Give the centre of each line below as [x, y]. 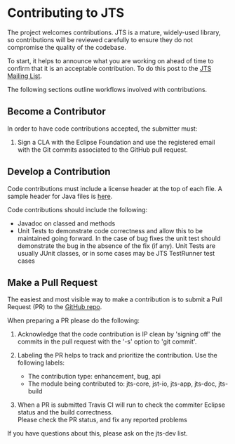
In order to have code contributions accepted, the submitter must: [102, 129]
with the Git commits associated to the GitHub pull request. [102, 150]
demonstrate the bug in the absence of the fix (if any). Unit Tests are [116, 246]
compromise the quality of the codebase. [67, 47]
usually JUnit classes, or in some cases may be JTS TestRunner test [116, 253]
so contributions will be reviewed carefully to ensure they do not [100, 39]
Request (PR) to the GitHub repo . [55, 307]
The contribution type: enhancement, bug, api [94, 377]
